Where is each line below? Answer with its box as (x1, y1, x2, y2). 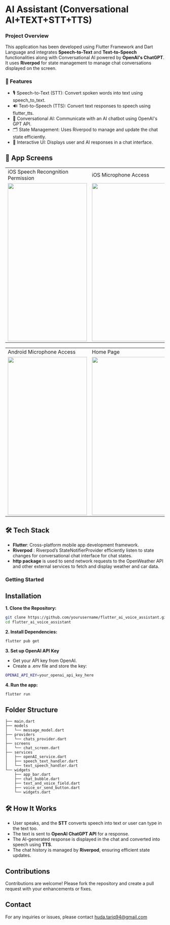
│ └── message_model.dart (5, 728, 65, 733)
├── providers (5, 732, 35, 737)
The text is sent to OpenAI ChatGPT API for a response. (12, 831, 130, 837)
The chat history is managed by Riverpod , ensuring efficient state (12, 847, 150, 853)
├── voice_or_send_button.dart (14, 785, 80, 790)
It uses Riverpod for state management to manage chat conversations (5, 60, 152, 66)
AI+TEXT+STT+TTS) (5, 14, 93, 26)
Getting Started (5, 576, 44, 583)
